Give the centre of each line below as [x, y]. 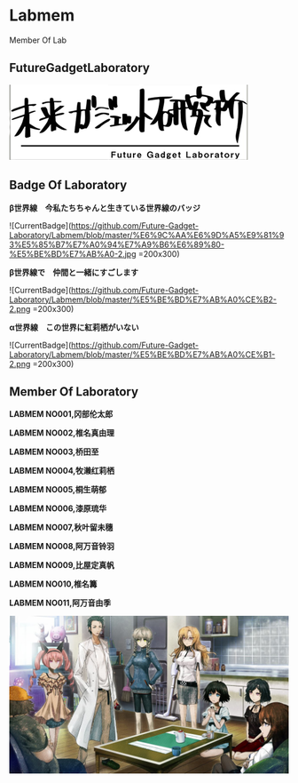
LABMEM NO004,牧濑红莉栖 [62, 471]
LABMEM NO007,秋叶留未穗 [61, 527]
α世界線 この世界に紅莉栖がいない [74, 327]
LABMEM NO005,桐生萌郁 [58, 490]
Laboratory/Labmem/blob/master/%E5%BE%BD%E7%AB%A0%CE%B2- [143, 300]
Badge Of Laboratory [68, 185]
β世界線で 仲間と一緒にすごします [74, 272]
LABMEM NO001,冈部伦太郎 [61, 414]
